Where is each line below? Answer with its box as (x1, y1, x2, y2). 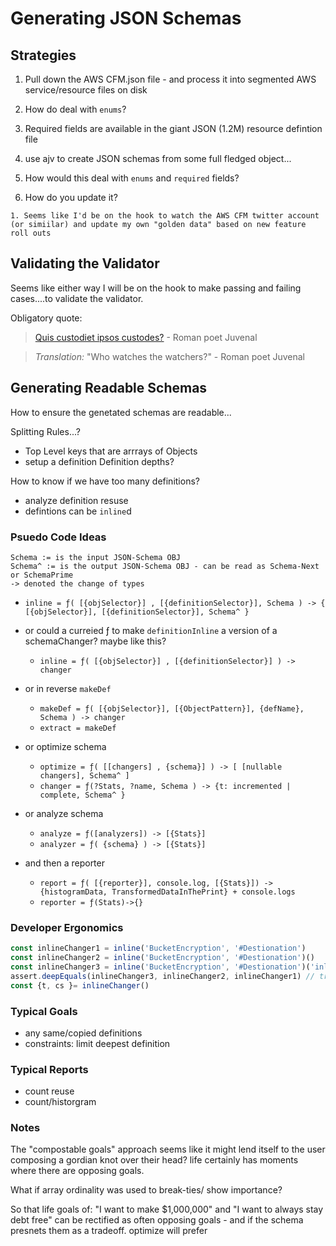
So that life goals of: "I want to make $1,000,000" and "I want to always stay (10, 1203, 324, 1216)
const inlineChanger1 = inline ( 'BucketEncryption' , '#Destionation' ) (10, 943, 307, 954)
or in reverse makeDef (24, 682, 112, 694)
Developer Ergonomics (10, 920, 124, 934)
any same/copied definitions (24, 1027, 143, 1039)
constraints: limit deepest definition (24, 1037, 171, 1049)
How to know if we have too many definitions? (10, 475, 200, 487)
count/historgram (24, 1096, 97, 1108)
